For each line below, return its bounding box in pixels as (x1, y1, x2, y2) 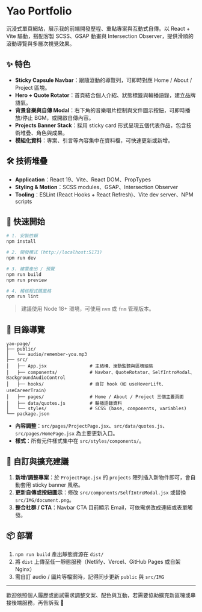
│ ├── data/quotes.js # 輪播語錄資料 (6, 401, 122, 407)
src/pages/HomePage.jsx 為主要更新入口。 (14, 429, 118, 437)
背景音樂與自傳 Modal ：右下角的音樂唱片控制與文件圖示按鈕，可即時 (14, 107, 185, 114)
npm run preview (6, 277, 47, 283)
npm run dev (6, 255, 36, 261)
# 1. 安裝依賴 (6, 233, 38, 239)
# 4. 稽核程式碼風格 (6, 288, 52, 294)
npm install (6, 239, 36, 245)
